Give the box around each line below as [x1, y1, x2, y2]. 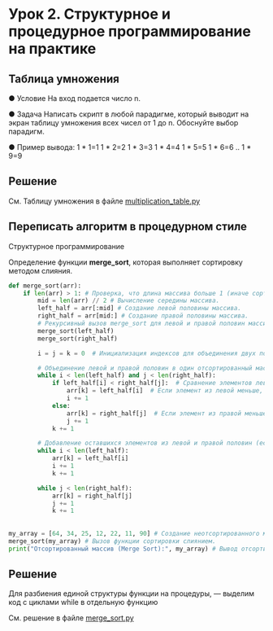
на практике [8, 40, 97, 58]
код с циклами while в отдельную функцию [8, 598, 158, 607]
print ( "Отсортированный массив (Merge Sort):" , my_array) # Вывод [8, 545, 238, 553]
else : [51, 401, 71, 410]
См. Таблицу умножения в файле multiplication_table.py [8, 196, 201, 206]
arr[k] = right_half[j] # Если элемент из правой [66, 409, 242, 418]
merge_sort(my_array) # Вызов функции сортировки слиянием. [8, 537, 217, 546]
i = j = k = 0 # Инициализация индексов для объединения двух [37, 349, 256, 357]
